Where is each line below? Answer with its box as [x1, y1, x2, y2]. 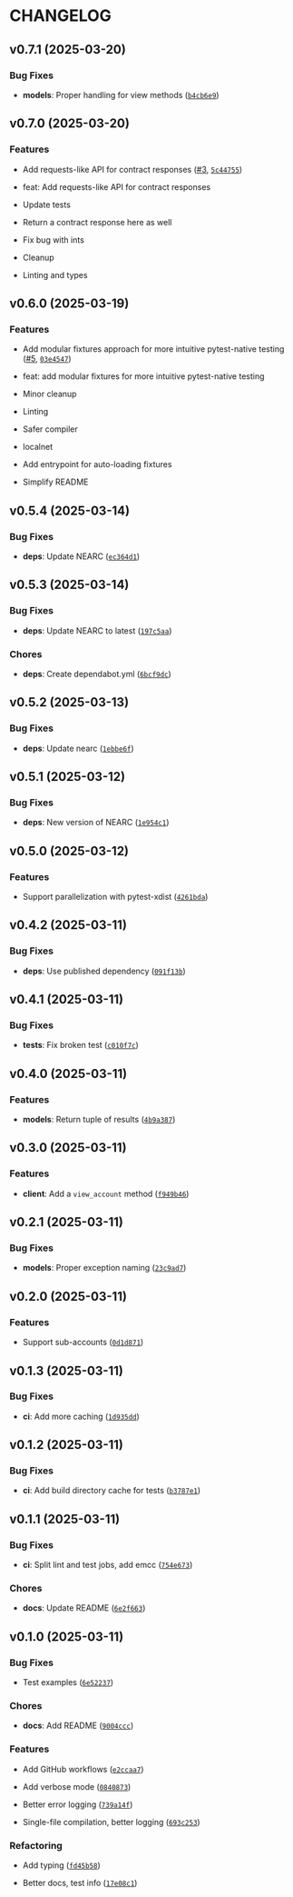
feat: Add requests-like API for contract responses [22, 181, 211, 192]
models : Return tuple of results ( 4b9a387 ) [22, 1114, 176, 1125]
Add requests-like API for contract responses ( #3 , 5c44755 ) [22, 164, 243, 175]
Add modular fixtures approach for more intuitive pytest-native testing [22, 344, 285, 354]
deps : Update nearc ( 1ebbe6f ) [22, 743, 134, 754]
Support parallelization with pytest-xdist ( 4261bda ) [22, 891, 209, 902]
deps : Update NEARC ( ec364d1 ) [22, 551, 141, 562]
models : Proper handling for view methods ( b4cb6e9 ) [22, 89, 220, 100]
